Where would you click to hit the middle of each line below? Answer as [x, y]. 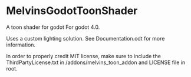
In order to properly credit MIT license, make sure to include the [83, 56]
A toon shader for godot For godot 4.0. [53, 27]
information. [21, 45]
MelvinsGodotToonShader [72, 11]
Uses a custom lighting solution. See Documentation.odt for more [85, 38]
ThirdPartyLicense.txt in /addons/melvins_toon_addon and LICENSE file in [96, 62]
